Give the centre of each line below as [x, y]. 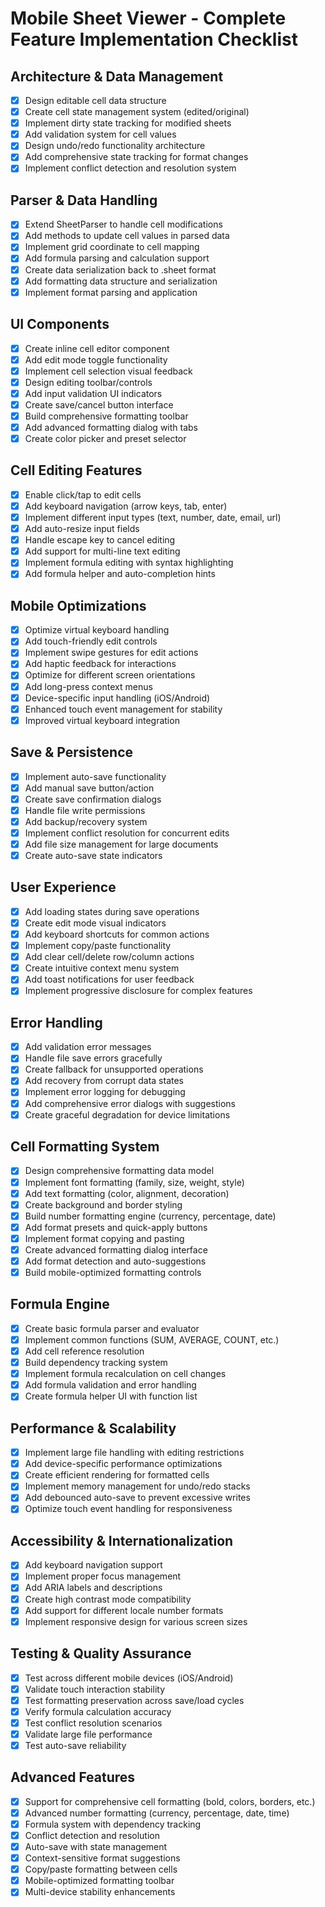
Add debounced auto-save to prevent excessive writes [137, 1498]
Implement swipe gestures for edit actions [111, 653]
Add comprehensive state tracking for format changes [136, 157]
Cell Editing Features [76, 470]
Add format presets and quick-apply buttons [116, 1227]
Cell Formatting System [85, 1147]
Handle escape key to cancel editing [100, 540]
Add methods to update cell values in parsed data [127, 236]
